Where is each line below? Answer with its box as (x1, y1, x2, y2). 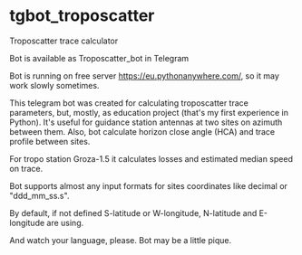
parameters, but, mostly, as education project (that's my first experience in (9, 107, 288, 118)
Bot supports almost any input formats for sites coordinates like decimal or (9, 180, 288, 191)
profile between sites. (9, 136, 91, 146)
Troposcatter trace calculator (9, 35, 119, 46)
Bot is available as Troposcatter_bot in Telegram (9, 52, 190, 63)
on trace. (9, 163, 44, 174)
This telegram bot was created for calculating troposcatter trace (9, 97, 249, 109)
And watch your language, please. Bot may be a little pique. (9, 234, 232, 245)
